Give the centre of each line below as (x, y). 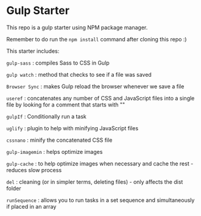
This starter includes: (33, 51)
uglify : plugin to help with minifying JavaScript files (72, 128)
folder (14, 188)
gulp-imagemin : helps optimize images (55, 152)
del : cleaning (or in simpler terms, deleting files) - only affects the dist (95, 182)
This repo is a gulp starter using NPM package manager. (77, 27)
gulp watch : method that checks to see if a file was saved (79, 74)
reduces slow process (34, 170)
